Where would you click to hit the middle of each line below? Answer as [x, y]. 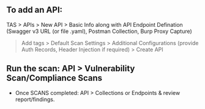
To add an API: [35, 10]
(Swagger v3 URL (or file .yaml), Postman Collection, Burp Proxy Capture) [99, 31]
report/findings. [35, 99]
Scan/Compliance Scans [54, 78]
